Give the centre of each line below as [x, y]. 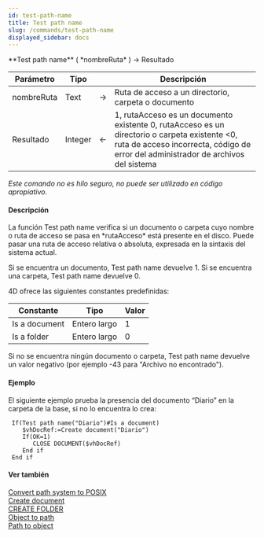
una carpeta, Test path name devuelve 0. [75, 276]
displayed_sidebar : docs [49, 37]
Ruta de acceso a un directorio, [172, 93]
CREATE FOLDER [36, 509]
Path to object [31, 525]
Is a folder [31, 337]
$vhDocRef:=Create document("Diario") [86, 429]
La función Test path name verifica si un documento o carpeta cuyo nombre [131, 227]
